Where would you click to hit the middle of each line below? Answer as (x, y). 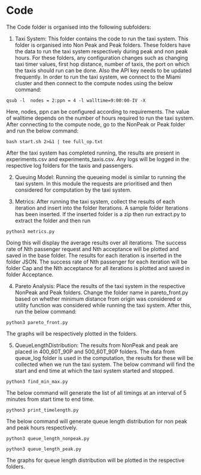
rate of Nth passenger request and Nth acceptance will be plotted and (93, 249)
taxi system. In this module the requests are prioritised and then (93, 183)
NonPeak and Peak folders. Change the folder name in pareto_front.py (101, 292)
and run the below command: (42, 131)
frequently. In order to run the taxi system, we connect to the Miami (98, 77)
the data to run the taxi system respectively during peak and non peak (101, 51)
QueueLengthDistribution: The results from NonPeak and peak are (96, 345)
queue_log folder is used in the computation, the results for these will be (104, 358)
